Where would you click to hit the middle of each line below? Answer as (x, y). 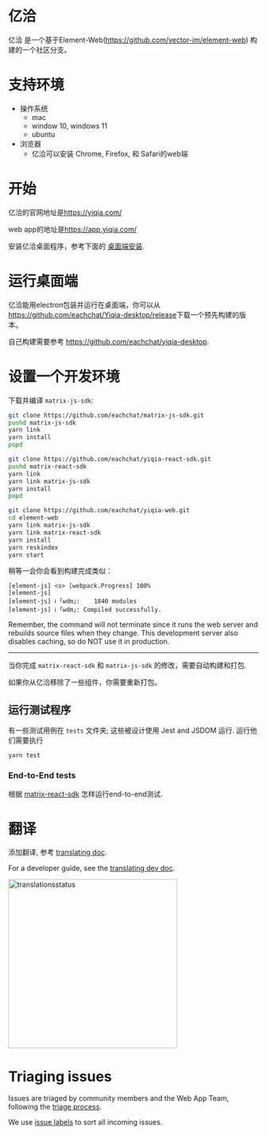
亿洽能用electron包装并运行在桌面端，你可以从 (84, 305)
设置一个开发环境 (64, 377)
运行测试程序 (40, 710)
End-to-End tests (42, 775)
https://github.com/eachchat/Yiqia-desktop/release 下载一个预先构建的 (124, 314)
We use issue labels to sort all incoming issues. (85, 1122)
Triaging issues (60, 1077)
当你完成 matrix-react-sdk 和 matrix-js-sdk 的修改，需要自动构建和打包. (128, 666)
